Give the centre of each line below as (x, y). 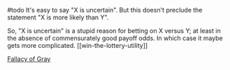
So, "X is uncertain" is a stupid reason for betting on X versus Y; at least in (114, 31)
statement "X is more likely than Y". (58, 17)
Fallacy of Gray (29, 59)
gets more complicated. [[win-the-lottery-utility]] (78, 45)
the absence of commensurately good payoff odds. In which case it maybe (115, 38)
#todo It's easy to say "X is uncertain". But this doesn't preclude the (105, 10)
